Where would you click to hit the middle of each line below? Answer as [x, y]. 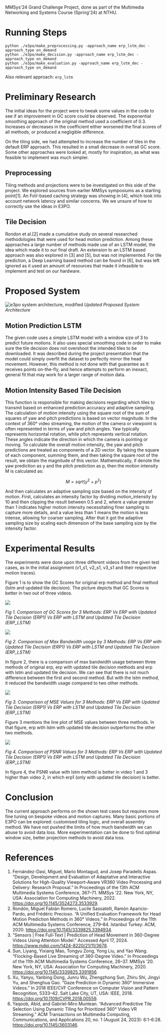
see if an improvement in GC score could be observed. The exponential [78, 116]
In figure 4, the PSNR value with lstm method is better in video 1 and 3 [77, 772]
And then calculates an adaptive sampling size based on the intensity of [79, 491]
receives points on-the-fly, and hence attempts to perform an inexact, [77, 369]
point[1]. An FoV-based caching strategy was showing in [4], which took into [83, 196]
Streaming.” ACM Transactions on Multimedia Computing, [71, 1014]
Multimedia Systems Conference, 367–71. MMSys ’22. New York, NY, [83, 893]
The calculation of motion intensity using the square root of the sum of [77, 413]
